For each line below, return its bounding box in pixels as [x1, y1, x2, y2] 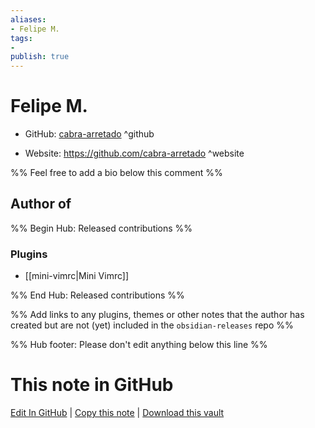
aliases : [10, 14, 47, 25]
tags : [10, 33, 33, 43]
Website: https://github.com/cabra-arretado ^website [24, 147, 245, 160]
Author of [10, 196, 72, 213]
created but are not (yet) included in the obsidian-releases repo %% [10, 319, 294, 331]
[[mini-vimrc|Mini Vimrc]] [24, 270, 130, 282]
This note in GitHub [10, 374, 174, 396]
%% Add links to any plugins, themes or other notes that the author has [10, 309, 305, 321]
